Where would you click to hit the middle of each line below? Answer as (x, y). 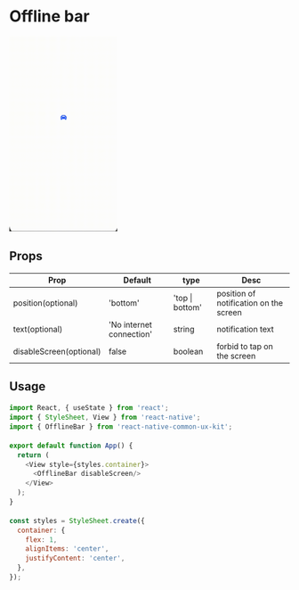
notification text (245, 329)
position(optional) (45, 303)
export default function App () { (71, 446)
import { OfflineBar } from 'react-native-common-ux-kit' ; (121, 427)
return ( (33, 455)
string (184, 329)
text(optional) (38, 329)
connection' (130, 334)
